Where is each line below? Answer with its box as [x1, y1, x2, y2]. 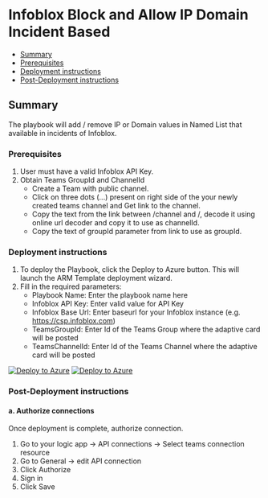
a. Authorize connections [8, 405, 95, 415]
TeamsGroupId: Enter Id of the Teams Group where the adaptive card [31, 324, 261, 335]
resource [19, 448, 51, 458]
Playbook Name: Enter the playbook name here [31, 290, 189, 300]
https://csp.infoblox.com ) [31, 316, 116, 326]
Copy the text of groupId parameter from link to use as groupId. [31, 227, 242, 237]
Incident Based [8, 23, 111, 41]
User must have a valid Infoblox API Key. [19, 167, 154, 176]
